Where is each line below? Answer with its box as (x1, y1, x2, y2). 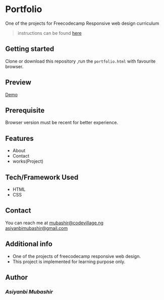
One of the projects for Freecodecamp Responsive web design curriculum (5, 20, 159, 26)
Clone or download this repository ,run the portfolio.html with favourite (5, 58, 156, 64)
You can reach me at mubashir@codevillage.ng (5, 220, 103, 226)
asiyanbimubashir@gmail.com (5, 225, 68, 231)
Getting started (5, 44, 54, 54)
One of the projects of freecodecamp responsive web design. (12, 253, 141, 259)
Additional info (5, 240, 53, 248)
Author (5, 273, 28, 282)
